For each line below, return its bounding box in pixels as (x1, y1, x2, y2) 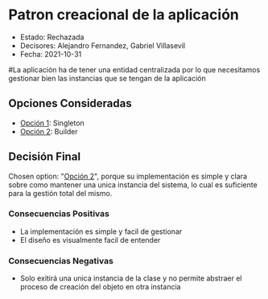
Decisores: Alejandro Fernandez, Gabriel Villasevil (19, 40, 186, 50)
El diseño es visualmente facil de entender (19, 235, 161, 244)
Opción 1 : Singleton (19, 118, 85, 128)
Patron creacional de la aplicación (8, 6, 239, 24)
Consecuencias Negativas (8, 255, 114, 266)
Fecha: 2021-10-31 (19, 49, 82, 59)
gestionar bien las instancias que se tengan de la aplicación (8, 73, 207, 83)
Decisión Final (8, 150, 81, 164)
